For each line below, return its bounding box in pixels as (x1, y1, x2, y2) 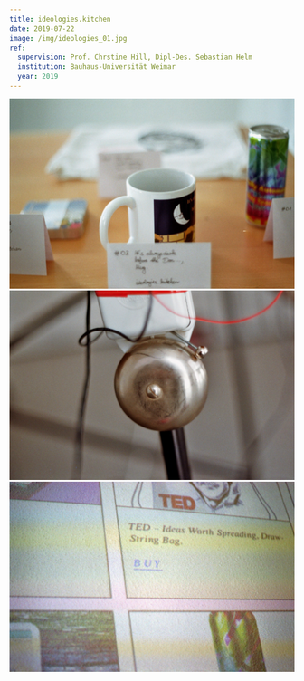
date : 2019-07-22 (9, 24, 75, 34)
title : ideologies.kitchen (9, 14, 111, 24)
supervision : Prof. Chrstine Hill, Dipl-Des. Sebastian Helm (17, 53, 253, 62)
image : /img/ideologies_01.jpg (9, 34, 128, 43)
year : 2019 (17, 72, 59, 82)
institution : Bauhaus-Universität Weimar (17, 62, 176, 72)
